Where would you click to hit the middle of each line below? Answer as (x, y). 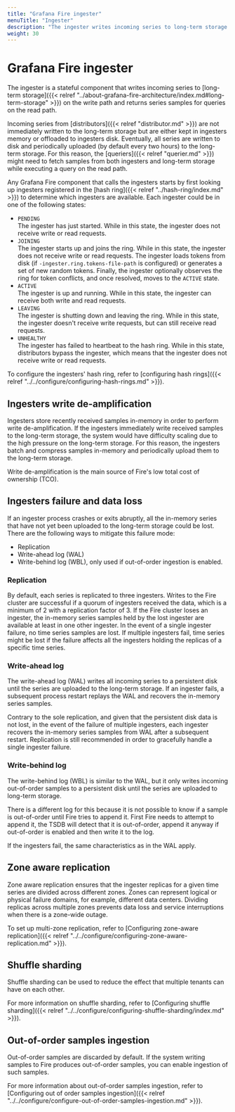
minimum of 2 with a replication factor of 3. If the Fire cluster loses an (108, 610)
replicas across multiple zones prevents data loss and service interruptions (116, 907)
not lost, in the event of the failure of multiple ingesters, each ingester (108, 725)
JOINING (28, 241)
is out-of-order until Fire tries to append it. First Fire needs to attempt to (111, 816)
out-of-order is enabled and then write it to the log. (81, 832)
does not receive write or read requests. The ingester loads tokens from (121, 256)
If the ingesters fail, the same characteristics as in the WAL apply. (102, 845)
